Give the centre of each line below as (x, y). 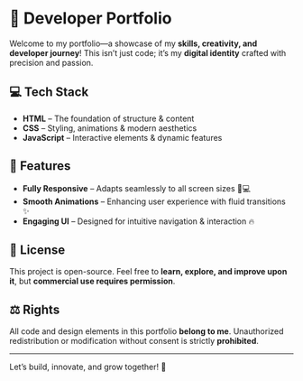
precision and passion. (51, 62)
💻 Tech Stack (49, 93)
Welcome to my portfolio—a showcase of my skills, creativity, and (133, 43)
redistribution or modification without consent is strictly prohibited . (134, 341)
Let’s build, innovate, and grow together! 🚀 (88, 367)
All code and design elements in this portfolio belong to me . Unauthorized (147, 331)
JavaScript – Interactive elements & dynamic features (122, 137)
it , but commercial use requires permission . (92, 281)
